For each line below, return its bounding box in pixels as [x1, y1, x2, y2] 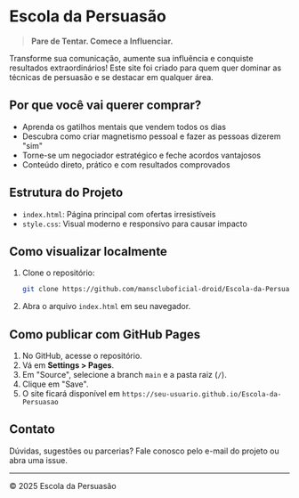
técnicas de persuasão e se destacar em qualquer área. [9, 71, 214, 82]
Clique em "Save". [21, 379, 89, 389]
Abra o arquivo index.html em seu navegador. [21, 301, 191, 312]
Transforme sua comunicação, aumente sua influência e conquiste [9, 53, 254, 63]
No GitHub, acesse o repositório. [21, 350, 142, 362]
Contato [9, 421, 55, 437]
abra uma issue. [9, 454, 69, 465]
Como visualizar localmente [9, 243, 167, 259]
